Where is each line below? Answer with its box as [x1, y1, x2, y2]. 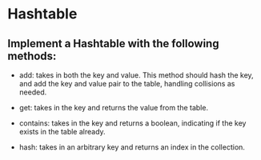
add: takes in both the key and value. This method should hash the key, [18, 70, 254, 80]
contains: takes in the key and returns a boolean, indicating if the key [18, 118, 247, 128]
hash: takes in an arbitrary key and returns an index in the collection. [18, 142, 246, 152]
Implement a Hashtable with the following [7, 37, 219, 50]
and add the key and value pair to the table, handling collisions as [18, 79, 235, 88]
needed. [18, 87, 47, 97]
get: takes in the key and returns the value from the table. [18, 103, 209, 112]
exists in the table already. [18, 127, 106, 136]
